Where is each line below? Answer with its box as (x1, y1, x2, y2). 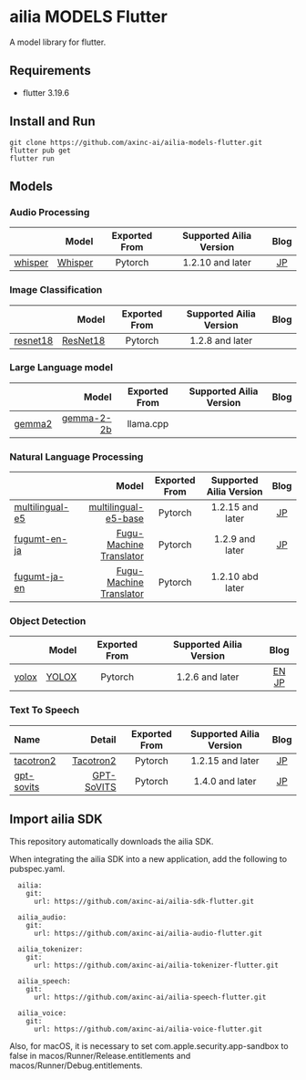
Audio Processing (9, 205, 90, 218)
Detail (90, 732, 117, 745)
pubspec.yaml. (9, 863, 66, 874)
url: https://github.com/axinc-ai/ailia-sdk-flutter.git (33, 897, 255, 906)
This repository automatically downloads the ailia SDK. (9, 836, 214, 846)
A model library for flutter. (9, 36, 107, 47)
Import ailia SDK (9, 812, 103, 827)
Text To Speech (9, 704, 80, 717)
